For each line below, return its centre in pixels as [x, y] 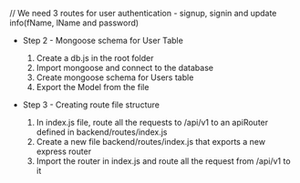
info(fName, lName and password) [74, 23]
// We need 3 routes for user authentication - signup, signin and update [143, 13]
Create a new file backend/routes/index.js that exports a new [151, 142]
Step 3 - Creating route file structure [91, 105]
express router [64, 151]
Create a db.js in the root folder [95, 58]
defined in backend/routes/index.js [102, 132]
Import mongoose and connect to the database [125, 68]
